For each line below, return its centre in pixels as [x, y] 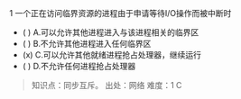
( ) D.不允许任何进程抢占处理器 [79, 66]
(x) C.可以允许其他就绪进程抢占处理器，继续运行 [111, 55]
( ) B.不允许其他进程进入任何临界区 [87, 44]
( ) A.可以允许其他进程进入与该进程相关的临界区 [111, 32]
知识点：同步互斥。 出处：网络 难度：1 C [107, 85]
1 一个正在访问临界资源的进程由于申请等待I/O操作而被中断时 [120, 13]
